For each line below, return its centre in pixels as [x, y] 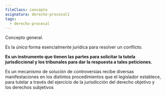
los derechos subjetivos [29, 88]
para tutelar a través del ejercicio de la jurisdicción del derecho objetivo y [80, 82]
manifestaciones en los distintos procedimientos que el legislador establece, [83, 77]
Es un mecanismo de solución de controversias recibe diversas [70, 72]
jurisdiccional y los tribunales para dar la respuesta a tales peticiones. [79, 62]
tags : [11, 19]
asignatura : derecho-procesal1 [37, 14]
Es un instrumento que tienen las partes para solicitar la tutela [70, 57]
